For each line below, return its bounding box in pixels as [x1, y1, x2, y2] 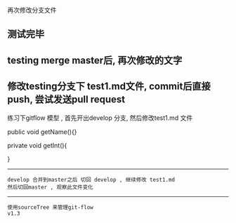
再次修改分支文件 [7, 6, 57, 14]
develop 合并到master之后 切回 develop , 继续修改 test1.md [7, 176, 176, 183]
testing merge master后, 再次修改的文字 [7, 54, 183, 66]
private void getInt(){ [7, 141, 67, 149]
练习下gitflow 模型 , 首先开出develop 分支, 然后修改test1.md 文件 [7, 114, 193, 122]
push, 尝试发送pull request [7, 93, 125, 106]
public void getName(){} [7, 128, 77, 136]
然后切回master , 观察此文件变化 [7, 184, 93, 191]
